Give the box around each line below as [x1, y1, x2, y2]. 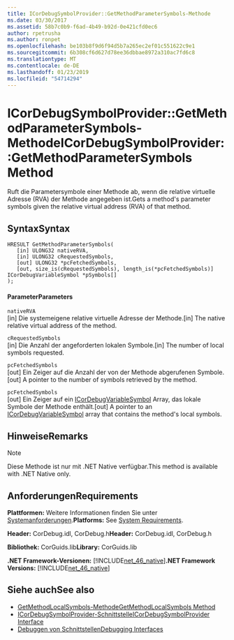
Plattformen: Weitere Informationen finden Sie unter [7, 508, 158, 516]
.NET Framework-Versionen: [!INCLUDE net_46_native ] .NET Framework [7, 556, 215, 565]
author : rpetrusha [7, 29, 61, 37]
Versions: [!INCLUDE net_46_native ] [7, 563, 110, 572]
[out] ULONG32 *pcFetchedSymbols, [16, 260, 117, 267]
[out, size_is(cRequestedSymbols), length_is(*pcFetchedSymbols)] [16, 266, 214, 273]
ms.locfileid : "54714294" [7, 75, 82, 82]
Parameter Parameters [7, 292, 73, 301]
